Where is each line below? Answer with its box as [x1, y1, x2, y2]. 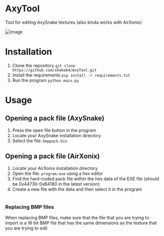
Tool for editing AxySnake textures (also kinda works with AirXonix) [5, 19, 142, 25]
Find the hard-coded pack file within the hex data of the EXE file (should [12, 176, 160, 182]
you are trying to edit [5, 225, 48, 231]
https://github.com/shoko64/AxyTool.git [12, 68, 97, 73]
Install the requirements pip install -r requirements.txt [12, 72, 130, 78]
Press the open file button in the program [12, 127, 96, 133]
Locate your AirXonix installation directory [12, 165, 98, 171]
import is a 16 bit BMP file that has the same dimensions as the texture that [5, 220, 157, 226]
